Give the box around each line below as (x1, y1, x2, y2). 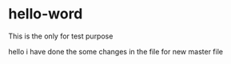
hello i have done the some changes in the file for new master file (8, 46, 224, 56)
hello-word (8, 5, 83, 23)
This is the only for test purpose (8, 31, 114, 41)
